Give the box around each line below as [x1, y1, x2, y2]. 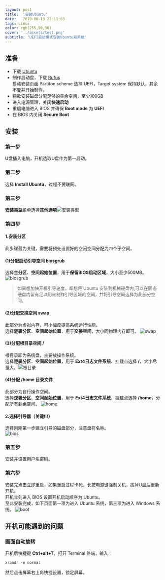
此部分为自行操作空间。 [5, 388, 53, 394]
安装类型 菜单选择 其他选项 [5, 207, 57, 213]
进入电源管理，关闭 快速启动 [12, 99, 69, 105]
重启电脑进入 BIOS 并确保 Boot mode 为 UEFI [12, 105, 104, 111]
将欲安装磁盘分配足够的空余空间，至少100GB [12, 93, 103, 99]
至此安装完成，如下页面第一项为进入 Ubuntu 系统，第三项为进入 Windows [5, 500, 155, 506]
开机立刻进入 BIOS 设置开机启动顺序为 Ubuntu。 [5, 494, 103, 500]
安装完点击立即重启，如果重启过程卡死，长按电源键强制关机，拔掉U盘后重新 [5, 482, 160, 488]
